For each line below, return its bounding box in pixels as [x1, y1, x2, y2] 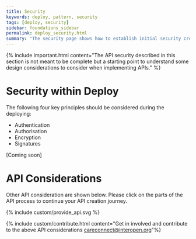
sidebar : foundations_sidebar [6, 25, 80, 31]
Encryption [14, 134, 41, 141]
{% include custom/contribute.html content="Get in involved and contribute [6, 220, 188, 227]
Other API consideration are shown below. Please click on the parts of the [6, 191, 183, 198]
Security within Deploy [6, 85, 119, 98]
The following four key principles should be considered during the [6, 103, 164, 111]
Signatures [14, 140, 41, 147]
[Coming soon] [6, 151, 42, 158]
